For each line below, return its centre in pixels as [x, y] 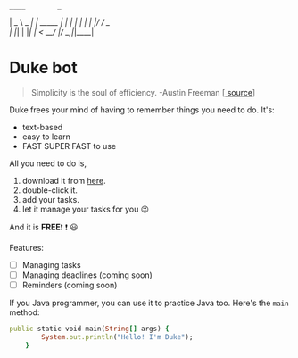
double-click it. [50, 190]
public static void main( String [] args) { [89, 329]
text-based [42, 127]
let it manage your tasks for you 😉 [86, 209]
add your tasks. [51, 199]
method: [25, 312]
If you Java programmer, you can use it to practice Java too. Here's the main [149, 303]
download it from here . [64, 180]
